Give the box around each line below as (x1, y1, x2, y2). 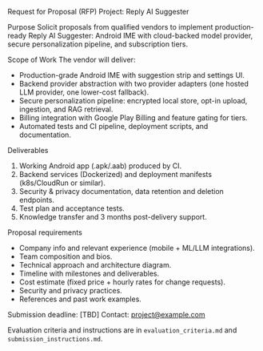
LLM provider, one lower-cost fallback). (18, 87, 149, 97)
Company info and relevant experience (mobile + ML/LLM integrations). (18, 244, 255, 252)
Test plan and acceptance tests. (18, 204, 125, 213)
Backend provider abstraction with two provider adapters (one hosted (18, 79, 249, 88)
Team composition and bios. (18, 252, 113, 261)
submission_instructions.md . (7, 334, 103, 343)
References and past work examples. (18, 294, 141, 304)
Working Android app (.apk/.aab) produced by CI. (18, 161, 182, 171)
